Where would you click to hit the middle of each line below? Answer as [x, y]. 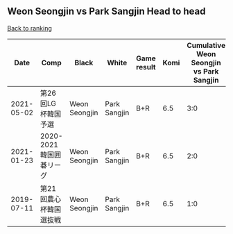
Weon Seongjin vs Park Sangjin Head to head [106, 11]
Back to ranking [29, 28]
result [146, 67]
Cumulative [206, 45]
